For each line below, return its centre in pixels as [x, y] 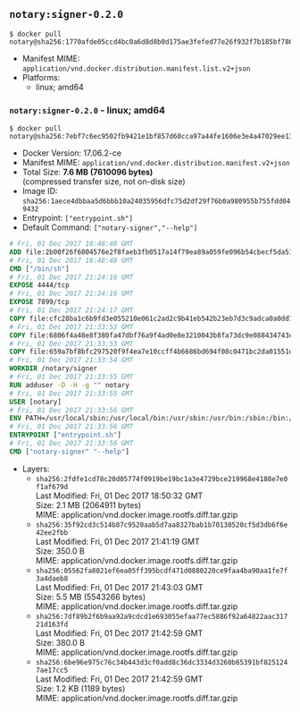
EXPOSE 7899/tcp [39, 302]
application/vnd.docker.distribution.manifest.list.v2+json [136, 68]
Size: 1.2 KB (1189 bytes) [80, 688]
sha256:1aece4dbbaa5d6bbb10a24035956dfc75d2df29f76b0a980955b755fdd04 [156, 201]
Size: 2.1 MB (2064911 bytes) [88, 504]
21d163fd [52, 624]
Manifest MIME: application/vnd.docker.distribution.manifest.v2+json [156, 163]
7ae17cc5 [52, 670]
